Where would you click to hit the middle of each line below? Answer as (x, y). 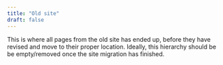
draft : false (26, 20)
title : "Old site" (33, 13)
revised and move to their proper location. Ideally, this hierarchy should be (112, 47)
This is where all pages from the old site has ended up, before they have (109, 39)
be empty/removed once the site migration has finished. (86, 54)
